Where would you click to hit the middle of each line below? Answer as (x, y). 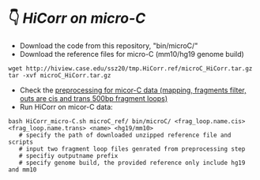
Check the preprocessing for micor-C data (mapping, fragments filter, (133, 90)
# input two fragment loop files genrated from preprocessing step (132, 149)
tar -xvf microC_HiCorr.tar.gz (60, 75)
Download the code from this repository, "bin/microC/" (109, 45)
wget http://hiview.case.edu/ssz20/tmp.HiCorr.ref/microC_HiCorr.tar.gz (130, 68)
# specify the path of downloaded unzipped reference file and (125, 135)
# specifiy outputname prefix (68, 156)
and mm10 (23, 170)
